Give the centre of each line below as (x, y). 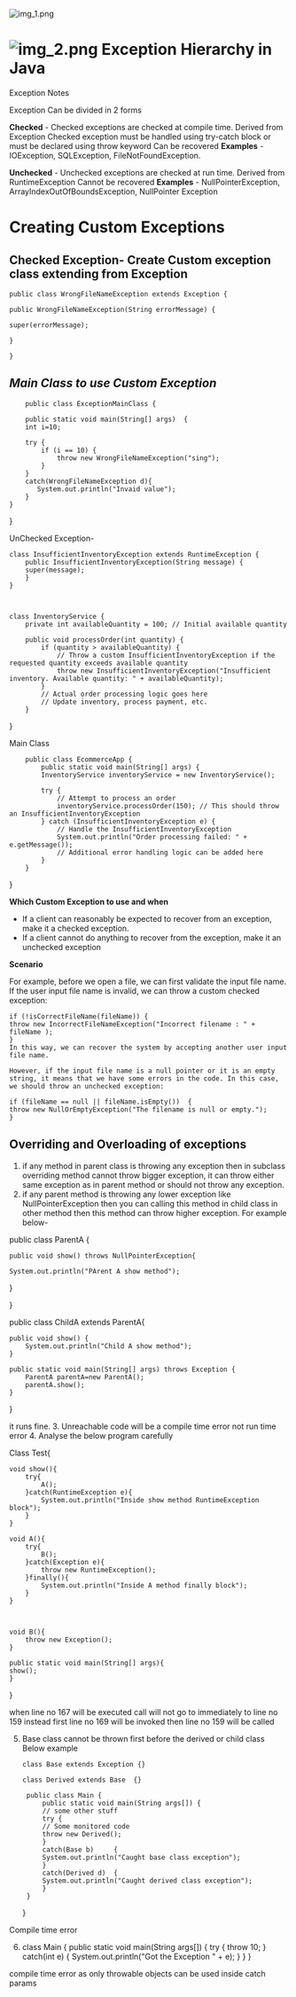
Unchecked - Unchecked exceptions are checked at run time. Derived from (147, 172)
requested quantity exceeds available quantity (99, 663)
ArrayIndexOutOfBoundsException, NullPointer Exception (114, 191)
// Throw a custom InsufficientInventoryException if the (166, 655)
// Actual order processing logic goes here (125, 694)
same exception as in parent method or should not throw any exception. (153, 1184)
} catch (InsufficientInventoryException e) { (129, 821)
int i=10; (43, 427)
